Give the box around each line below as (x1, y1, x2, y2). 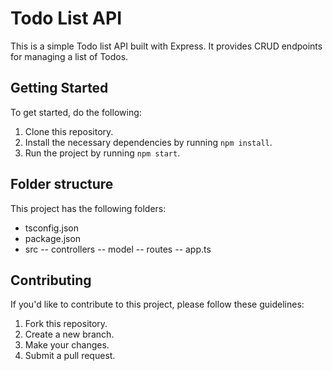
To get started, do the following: (10, 106, 142, 118)
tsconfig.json (24, 222, 79, 234)
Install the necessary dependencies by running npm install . (24, 136, 273, 148)
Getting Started (10, 80, 109, 97)
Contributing (10, 272, 92, 289)
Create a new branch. (24, 328, 115, 341)
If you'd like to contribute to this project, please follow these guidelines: (10, 298, 305, 311)
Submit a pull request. (24, 350, 116, 362)
